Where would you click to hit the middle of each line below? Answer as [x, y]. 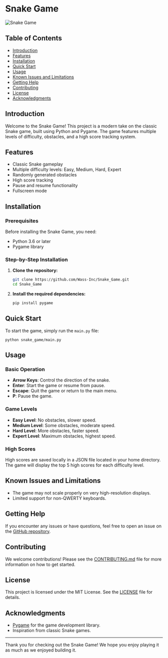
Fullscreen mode [30, 191]
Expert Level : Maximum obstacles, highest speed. [64, 436]
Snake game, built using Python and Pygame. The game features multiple [81, 131]
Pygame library [28, 247]
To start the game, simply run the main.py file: [52, 330]
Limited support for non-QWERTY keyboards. [59, 498]
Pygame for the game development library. [56, 625]
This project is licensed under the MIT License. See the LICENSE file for [79, 592]
